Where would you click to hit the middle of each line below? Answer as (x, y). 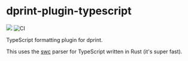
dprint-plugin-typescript (69, 11)
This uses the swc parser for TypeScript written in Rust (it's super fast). (94, 51)
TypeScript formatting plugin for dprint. (54, 39)
